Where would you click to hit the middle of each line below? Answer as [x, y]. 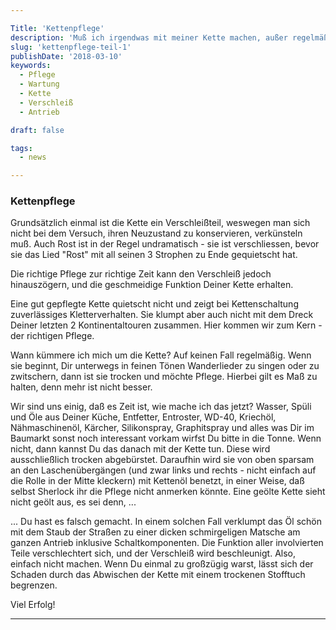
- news [33, 157]
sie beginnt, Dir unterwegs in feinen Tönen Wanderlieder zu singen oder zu [165, 366]
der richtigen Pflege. [52, 336]
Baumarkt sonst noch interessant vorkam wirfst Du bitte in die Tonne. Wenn [166, 438]
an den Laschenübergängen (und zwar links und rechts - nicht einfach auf [163, 470]
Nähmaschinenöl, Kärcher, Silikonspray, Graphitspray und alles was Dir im [162, 428]
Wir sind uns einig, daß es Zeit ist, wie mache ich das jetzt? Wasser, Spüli [161, 407]
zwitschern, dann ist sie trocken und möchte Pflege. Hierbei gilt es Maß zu [164, 377]
